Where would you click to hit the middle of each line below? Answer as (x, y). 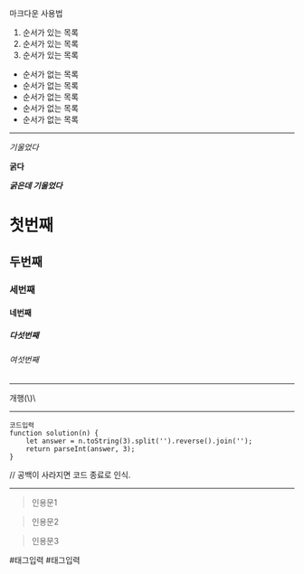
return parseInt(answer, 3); (81, 449)
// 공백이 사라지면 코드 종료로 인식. (70, 475)
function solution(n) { (54, 433)
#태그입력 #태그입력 (45, 560)
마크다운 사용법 (36, 13)
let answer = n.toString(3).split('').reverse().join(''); (139, 441)
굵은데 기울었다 (36, 185)
